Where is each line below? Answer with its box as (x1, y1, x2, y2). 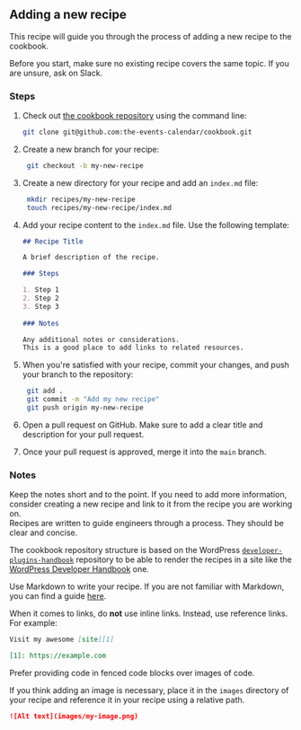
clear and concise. (9, 527, 78, 538)
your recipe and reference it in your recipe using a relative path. (9, 695, 245, 706)
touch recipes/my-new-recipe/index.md (26, 203, 173, 212)
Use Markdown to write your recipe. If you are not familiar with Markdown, (9, 581, 285, 592)
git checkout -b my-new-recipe (26, 161, 144, 170)
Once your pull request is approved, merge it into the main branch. (22, 446, 267, 457)
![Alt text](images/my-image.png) (9, 712, 139, 721)
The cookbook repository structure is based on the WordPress (9, 545, 241, 556)
